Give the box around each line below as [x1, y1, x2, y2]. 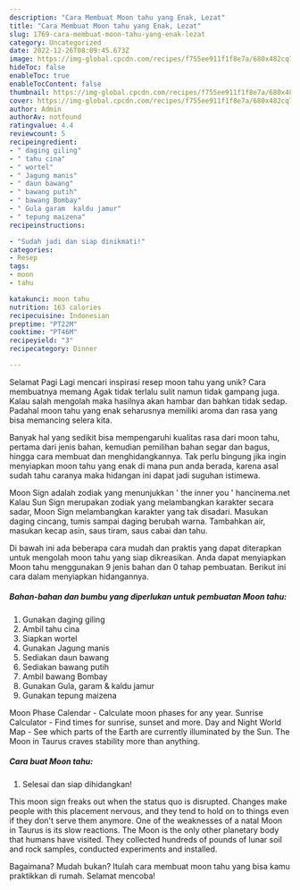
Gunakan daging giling [21, 614, 105, 625]
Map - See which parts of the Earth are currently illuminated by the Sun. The [9, 726, 290, 737]
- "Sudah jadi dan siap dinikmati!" [9, 237, 146, 246]
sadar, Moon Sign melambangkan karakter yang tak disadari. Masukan [9, 506, 269, 516]
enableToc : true [9, 71, 70, 80]
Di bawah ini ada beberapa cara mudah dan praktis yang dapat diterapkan [9, 542, 282, 553]
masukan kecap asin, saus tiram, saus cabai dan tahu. [9, 525, 208, 536]
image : [9, 55, 34, 63]
